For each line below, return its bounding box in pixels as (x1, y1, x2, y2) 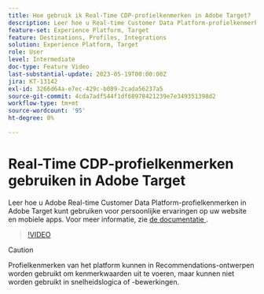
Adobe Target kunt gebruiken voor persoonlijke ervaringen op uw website (8, 206, 247, 215)
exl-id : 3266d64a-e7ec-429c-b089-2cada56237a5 (8, 84, 163, 93)
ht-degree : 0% (8, 114, 55, 122)
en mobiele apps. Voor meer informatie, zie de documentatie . (8, 214, 208, 224)
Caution (8, 245, 34, 255)
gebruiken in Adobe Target (8, 172, 186, 190)
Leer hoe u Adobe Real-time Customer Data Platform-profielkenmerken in (8, 198, 247, 207)
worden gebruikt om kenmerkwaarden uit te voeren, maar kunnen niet (8, 269, 234, 278)
